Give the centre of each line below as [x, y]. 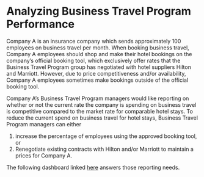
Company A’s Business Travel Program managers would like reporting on [98, 98]
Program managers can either [44, 124]
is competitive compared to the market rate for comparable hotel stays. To [100, 111]
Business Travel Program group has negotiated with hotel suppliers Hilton [99, 67]
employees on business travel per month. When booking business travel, [98, 48]
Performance [41, 24]
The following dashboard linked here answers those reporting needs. [93, 167]
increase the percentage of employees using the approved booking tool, [106, 136]
